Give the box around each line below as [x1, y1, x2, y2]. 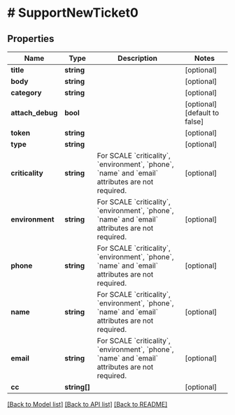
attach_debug [10, 108, 58, 117]
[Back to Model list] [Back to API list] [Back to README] [7, 400, 168, 408]
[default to [185, 108, 220, 117]
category [10, 88, 42, 97]
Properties [7, 33, 55, 45]
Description [117, 54, 158, 63]
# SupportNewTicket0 [7, 5, 138, 21]
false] [185, 117, 204, 126]
